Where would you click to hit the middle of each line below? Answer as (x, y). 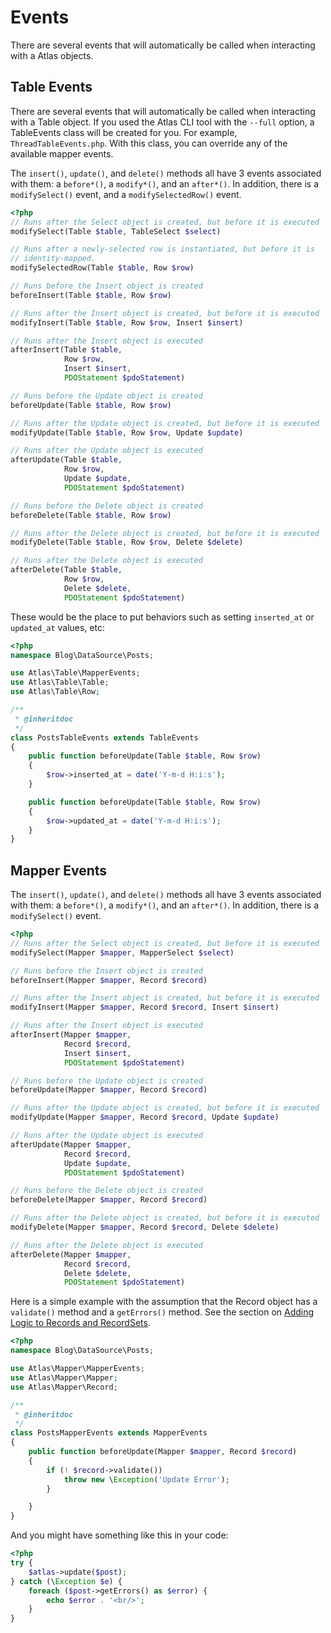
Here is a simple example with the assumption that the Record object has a (164, 1302)
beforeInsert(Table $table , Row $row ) (91, 295)
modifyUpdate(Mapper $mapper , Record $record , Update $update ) (145, 1117)
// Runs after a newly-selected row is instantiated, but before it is (162, 249)
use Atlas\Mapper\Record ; (64, 1387)
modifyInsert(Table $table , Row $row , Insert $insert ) (127, 322)
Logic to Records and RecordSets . (80, 1323)
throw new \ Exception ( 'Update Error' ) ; (146, 1479)
